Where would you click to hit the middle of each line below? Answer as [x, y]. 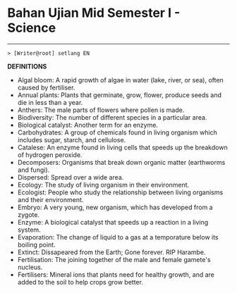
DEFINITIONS [27, 66]
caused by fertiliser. [46, 87]
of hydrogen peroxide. [50, 155]
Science [32, 28]
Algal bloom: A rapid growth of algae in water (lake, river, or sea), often [120, 80]
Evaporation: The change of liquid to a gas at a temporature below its [118, 237]
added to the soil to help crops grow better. [80, 282]
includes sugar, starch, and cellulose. [72, 139]
